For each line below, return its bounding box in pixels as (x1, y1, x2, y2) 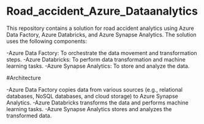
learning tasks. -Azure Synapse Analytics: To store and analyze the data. (6, 62, 190, 70)
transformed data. (6, 112, 52, 119)
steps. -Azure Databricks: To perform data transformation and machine (6, 56, 186, 63)
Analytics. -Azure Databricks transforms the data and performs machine (6, 99, 189, 106)
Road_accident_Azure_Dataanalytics (6, 4, 198, 18)
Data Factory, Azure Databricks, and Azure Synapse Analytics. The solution (6, 31, 197, 38)
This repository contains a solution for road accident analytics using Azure (6, 24, 194, 32)
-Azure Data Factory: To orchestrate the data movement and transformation (6, 49, 197, 56)
